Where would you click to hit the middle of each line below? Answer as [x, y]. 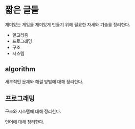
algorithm [20, 69]
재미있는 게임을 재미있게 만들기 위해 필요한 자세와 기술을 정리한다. [68, 25]
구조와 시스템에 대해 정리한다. [33, 111]
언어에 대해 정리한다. [25, 122]
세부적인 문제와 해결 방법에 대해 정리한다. [44, 81]
